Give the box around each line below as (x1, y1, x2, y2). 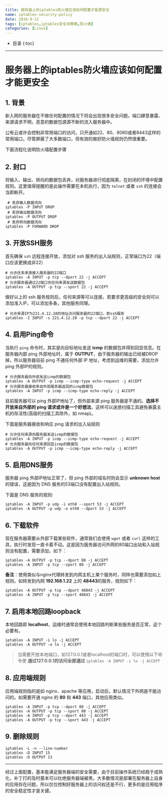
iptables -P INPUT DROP (5, 204, 55, 209)
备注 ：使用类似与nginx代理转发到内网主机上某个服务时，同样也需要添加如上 (5, 572, 161, 578)
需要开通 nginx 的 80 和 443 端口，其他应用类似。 (22, 694, 126, 700)
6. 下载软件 (5, 521, 39, 529)
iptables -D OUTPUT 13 (5, 754, 52, 759)
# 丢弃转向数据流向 (7, 219, 42, 224)
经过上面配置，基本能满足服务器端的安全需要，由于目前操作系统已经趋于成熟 (5, 768, 163, 774)
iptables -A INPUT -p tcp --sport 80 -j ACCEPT (5, 562, 106, 568)
